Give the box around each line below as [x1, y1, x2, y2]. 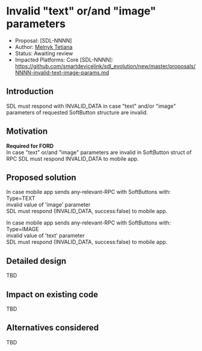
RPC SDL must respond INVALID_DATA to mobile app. [6, 155, 139, 162]
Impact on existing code [6, 289, 99, 299]
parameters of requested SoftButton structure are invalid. [6, 108, 148, 116]
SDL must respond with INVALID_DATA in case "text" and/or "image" [6, 102, 176, 110]
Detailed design [6, 256, 67, 266]
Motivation [6, 126, 48, 137]
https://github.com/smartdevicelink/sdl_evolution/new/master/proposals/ [14, 62, 196, 70]
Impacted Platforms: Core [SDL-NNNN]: [14, 56, 114, 63]
